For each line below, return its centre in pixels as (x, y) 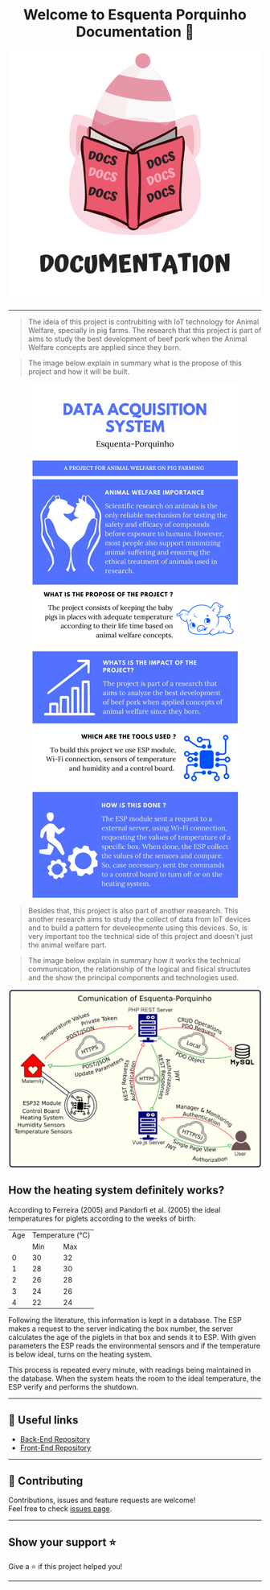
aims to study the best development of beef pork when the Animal (137, 339)
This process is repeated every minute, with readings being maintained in (130, 1370)
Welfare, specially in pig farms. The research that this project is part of (145, 330)
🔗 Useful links (43, 1420)
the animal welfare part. (67, 945)
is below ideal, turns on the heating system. (80, 1354)
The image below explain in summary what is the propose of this (135, 363)
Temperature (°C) (61, 1235)
